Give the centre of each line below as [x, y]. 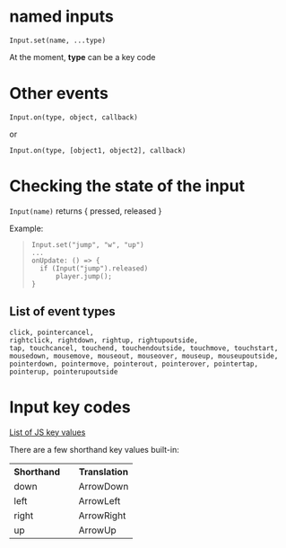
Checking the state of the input [127, 186]
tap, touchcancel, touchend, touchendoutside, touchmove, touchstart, [144, 348]
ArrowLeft [100, 500]
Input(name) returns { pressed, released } [86, 211]
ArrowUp [97, 530]
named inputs [62, 17]
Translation [103, 472]
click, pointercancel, [52, 332]
